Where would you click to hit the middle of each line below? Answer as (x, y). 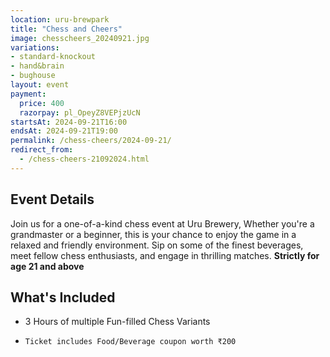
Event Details (52, 199)
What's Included (63, 297)
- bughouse (33, 76)
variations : (35, 47)
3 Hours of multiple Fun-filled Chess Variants (117, 322)
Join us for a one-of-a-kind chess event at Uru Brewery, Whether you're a (162, 223)
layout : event (40, 85)
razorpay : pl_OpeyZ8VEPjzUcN (80, 112)
